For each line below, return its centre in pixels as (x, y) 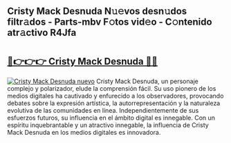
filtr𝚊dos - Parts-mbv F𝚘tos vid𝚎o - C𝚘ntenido (110, 22)
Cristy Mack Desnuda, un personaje (147, 81)
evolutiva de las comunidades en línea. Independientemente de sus (103, 110)
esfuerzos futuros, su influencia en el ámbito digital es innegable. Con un (111, 118)
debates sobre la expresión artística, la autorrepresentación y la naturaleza (114, 103)
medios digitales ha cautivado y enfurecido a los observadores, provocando (115, 96)
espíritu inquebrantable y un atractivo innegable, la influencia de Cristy (108, 125)
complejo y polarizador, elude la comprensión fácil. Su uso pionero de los (112, 88)
